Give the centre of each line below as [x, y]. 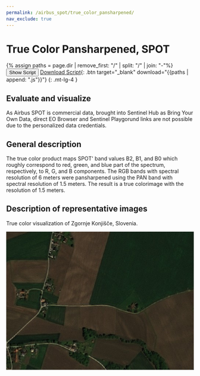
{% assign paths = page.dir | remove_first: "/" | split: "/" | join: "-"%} [90, 66]
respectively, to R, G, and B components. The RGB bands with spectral [93, 171]
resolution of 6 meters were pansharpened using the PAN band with [89, 178]
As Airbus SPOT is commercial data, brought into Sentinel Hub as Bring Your [100, 113]
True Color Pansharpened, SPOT [88, 49]
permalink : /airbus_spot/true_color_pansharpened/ [70, 13]
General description [44, 144]
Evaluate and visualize [49, 98]
